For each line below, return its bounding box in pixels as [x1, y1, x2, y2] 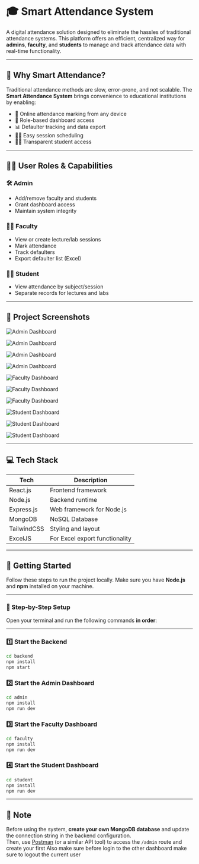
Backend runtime [50, 495, 98, 504]
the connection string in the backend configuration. [6, 832, 131, 839]
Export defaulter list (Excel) [14, 255, 82, 262]
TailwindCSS [9, 524, 44, 533]
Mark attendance [14, 242, 57, 249]
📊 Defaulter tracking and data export [14, 123, 106, 130]
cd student [6, 777, 33, 783]
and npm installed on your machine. [6, 583, 94, 590]
